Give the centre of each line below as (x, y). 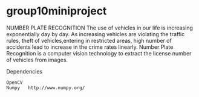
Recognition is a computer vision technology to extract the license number (99, 53)
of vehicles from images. (37, 60)
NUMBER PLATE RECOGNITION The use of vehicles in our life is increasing (100, 28)
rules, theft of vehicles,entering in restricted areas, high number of (89, 40)
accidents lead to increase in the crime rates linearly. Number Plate (90, 47)
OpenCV (15, 83)
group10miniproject (57, 11)
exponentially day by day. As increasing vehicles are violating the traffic (96, 34)
